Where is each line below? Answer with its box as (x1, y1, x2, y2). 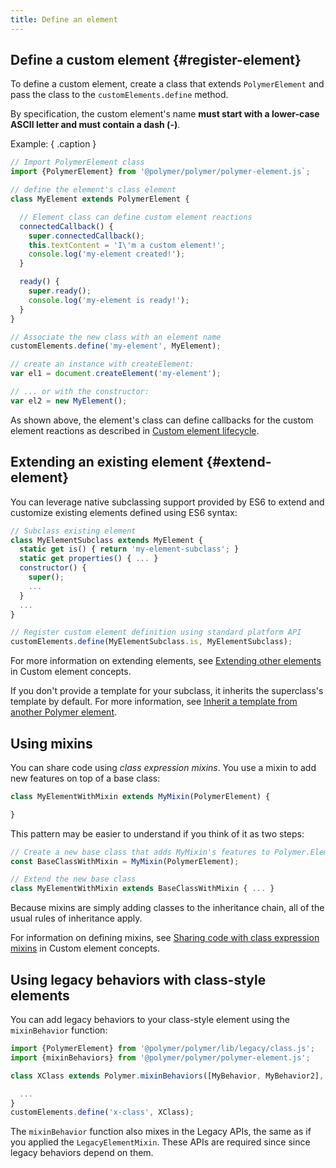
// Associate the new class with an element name (10, 332, 222, 342)
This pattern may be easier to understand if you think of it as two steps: (10, 827, 305, 840)
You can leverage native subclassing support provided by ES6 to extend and (10, 496, 325, 508)
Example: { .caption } (10, 138, 97, 150)
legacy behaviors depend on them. (10, 1147, 154, 1159)
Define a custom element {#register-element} (10, 52, 302, 69)
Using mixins (10, 735, 93, 752)
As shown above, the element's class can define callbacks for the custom (10, 414, 314, 426)
